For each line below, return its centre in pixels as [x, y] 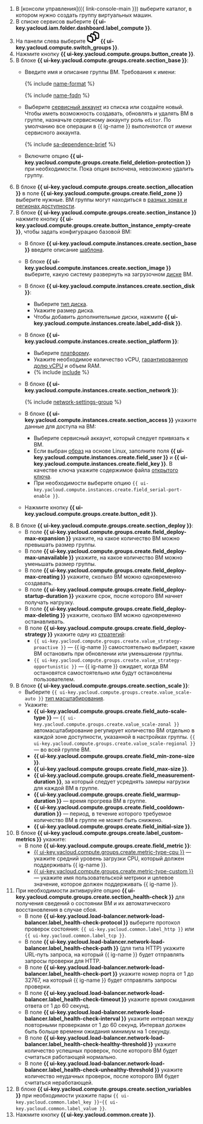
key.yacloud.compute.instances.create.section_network [98, 390]
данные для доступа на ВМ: [60, 426]
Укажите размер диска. [64, 310]
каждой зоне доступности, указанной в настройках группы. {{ [114, 737]
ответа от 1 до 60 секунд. [57, 1006]
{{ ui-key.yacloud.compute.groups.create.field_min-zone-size [114, 756]
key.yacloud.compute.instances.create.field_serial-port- [108, 490]
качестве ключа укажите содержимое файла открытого [106, 470]
